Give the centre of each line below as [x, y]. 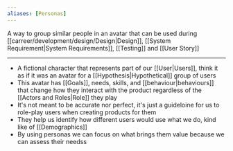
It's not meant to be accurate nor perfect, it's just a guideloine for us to [118, 105]
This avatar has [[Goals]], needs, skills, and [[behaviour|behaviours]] [115, 82]
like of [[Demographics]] [52, 127]
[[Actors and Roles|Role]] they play [67, 97]
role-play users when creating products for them [87, 112]
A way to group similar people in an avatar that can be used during [102, 33]
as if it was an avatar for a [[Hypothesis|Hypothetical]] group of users [116, 75]
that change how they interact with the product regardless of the [110, 90]
